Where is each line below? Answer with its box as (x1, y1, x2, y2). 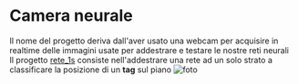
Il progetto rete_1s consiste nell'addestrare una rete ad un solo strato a (9, 54, 273, 65)
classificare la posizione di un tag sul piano (9, 64, 171, 75)
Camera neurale (9, 5, 134, 26)
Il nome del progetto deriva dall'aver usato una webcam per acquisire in (9, 35, 279, 46)
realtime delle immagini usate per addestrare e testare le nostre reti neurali (9, 44, 290, 55)
